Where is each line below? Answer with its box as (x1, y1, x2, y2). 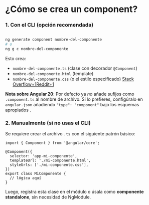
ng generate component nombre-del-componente (5, 37, 102, 42)
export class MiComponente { (5, 171, 66, 176)
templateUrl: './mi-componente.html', (10, 158, 91, 163)
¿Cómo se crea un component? (5, 4, 138, 15)
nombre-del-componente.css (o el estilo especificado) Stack (12, 76, 134, 82)
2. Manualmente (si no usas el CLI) (5, 119, 91, 126)
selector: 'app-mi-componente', (10, 154, 78, 159)
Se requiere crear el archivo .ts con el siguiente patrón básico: (5, 131, 135, 137)
